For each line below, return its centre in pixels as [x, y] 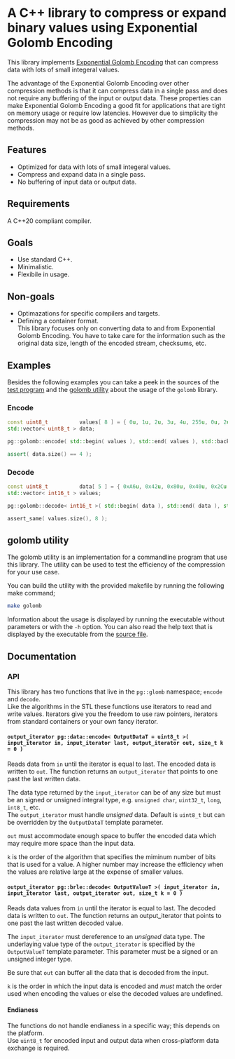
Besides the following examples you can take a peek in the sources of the [113, 382]
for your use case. [34, 572]
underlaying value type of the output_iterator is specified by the [101, 944]
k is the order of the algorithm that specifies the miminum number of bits [112, 857]
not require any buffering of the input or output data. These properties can [114, 98]
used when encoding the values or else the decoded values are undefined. [115, 994]
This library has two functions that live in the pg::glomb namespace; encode [115, 692]
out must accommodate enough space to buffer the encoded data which [112, 836]
